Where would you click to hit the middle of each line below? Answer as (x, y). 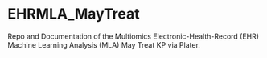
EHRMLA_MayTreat (74, 14)
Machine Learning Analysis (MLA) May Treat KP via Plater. (104, 44)
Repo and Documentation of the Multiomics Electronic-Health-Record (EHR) (133, 36)
